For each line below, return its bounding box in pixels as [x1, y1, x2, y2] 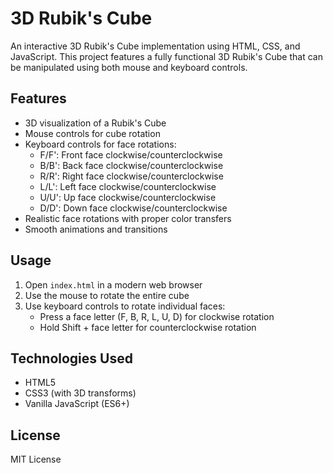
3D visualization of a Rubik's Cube [24, 117, 167, 129]
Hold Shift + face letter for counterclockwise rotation [39, 321, 257, 333]
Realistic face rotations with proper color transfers [24, 212, 232, 224]
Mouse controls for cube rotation [24, 127, 161, 139]
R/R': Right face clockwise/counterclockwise [39, 170, 224, 182]
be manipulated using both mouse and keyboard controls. [10, 61, 248, 73]
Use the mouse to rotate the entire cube [24, 289, 190, 301]
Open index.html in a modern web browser [24, 278, 203, 291]
